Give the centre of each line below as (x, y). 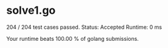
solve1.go (31, 10)
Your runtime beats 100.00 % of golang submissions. (72, 38)
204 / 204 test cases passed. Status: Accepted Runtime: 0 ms (84, 27)
